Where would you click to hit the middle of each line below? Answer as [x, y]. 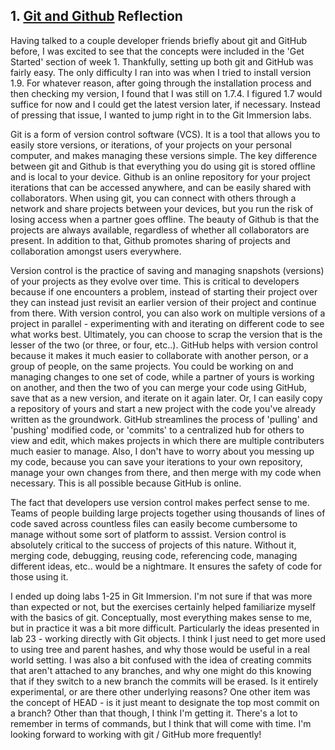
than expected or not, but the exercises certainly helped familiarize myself [163, 606]
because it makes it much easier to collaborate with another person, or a [159, 355]
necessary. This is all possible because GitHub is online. [126, 483]
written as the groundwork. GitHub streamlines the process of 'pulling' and [164, 419]
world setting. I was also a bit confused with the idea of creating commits [161, 660]
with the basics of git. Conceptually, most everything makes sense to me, [161, 617]
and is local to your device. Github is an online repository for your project [160, 176]
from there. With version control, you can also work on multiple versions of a [168, 313]
